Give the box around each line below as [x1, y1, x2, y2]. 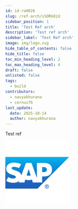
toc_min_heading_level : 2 [5, 57, 60, 62]
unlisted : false [5, 73, 40, 78]
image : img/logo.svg [5, 41, 49, 46]
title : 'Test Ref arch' [5, 25, 56, 30]
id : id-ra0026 [5, 8, 36, 13]
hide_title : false [5, 51, 44, 56]
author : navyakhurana [10, 116, 56, 121]
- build [10, 84, 27, 89]
